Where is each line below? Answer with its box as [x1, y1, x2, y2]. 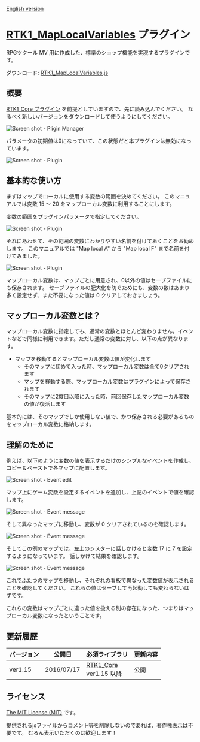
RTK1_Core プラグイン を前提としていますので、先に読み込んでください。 [6, 105, 187, 113]
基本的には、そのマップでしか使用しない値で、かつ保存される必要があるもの [6, 413, 195, 420]
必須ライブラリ [86, 650, 128, 659]
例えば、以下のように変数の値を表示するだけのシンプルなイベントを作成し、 [6, 457, 195, 464]
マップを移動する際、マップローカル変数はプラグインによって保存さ [23, 378, 191, 385]
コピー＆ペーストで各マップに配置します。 [6, 464, 110, 472]
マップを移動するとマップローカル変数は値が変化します [14, 355, 151, 363]
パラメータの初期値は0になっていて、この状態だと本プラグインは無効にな [6, 137, 187, 144]
